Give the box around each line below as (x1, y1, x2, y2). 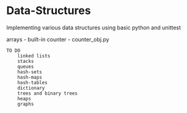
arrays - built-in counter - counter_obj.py (6, 35, 109, 43)
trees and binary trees (17, 90, 78, 97)
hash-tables (17, 79, 48, 86)
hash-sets (17, 68, 43, 75)
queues (17, 64, 34, 70)
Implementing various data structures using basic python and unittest (6, 24, 182, 31)
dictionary (17, 85, 45, 91)
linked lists (17, 53, 51, 59)
